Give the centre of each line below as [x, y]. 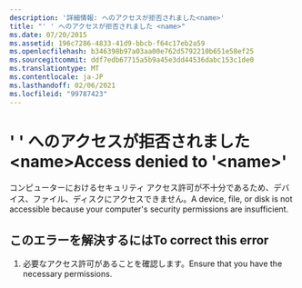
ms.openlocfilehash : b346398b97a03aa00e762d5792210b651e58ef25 [132, 52]
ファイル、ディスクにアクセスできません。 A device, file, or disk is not [163, 199]
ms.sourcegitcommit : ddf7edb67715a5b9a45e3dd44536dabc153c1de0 [132, 60]
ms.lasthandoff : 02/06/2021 [63, 85]
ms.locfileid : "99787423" [58, 94]
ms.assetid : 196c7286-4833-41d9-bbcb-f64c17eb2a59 [107, 43]
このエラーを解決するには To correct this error [139, 240]
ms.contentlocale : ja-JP [56, 77]
